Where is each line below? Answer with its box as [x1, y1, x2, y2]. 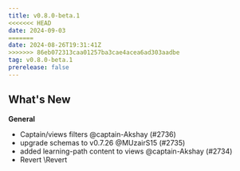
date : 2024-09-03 [8, 26, 66, 34]
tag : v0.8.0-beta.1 [8, 56, 73, 64]
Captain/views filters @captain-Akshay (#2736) [19, 129, 177, 139]
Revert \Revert [19, 154, 68, 164]
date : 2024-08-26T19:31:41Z [8, 41, 102, 49]
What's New [8, 93, 71, 107]
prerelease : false [8, 64, 69, 72]
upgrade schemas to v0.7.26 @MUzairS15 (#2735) [19, 138, 186, 147]
